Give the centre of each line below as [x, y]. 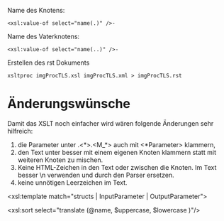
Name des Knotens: [36, 10]
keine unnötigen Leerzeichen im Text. [72, 182]
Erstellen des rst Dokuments [49, 63]
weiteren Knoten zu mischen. [60, 160]
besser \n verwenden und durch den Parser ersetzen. [96, 175]
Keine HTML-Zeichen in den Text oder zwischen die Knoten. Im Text [117, 167]
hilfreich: [20, 131]
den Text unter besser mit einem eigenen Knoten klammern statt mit [117, 152]
